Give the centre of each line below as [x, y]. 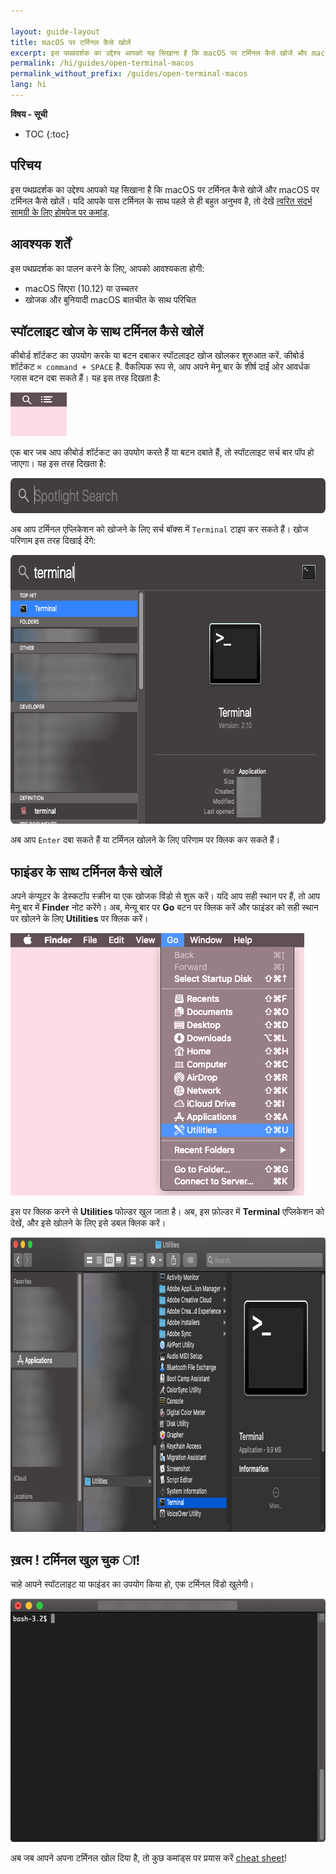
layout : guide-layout [55, 31]
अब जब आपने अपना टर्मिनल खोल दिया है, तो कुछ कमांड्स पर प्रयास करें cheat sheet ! [149, 1857]
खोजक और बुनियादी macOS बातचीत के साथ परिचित [110, 299]
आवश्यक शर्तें [40, 244]
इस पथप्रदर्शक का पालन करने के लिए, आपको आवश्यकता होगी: [107, 268]
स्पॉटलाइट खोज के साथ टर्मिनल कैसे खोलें [107, 331]
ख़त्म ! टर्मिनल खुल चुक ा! [75, 1560]
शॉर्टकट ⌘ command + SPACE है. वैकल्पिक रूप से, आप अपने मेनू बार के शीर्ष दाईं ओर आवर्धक [160, 367]
